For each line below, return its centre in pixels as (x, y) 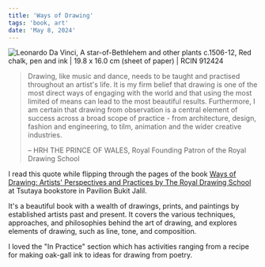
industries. (45, 135)
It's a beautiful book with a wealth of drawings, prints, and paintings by (124, 206)
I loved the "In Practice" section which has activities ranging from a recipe (129, 246)
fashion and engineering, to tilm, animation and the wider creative (134, 126)
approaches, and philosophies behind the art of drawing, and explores (123, 223)
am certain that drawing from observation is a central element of (132, 110)
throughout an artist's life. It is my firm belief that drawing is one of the (142, 85)
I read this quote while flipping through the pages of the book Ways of (122, 174)
